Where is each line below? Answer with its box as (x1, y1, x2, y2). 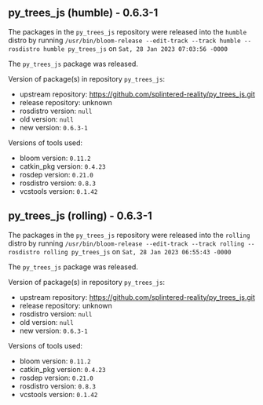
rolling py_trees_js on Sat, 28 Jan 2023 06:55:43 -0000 (42, 246, 232, 256)
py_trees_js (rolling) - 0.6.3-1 (8, 210, 153, 223)
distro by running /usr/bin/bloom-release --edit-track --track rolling (8, 239, 245, 248)
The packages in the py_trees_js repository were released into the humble (8, 27, 247, 36)
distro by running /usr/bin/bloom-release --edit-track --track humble (8, 35, 241, 45)
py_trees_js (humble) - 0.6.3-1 (8, 6, 159, 20)
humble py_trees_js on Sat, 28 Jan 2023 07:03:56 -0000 (42, 43, 228, 53)
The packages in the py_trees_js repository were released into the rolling (8, 230, 250, 239)
